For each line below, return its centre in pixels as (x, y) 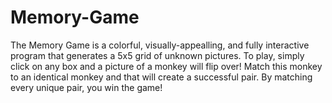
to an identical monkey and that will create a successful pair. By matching (161, 77)
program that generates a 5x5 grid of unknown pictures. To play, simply (157, 55)
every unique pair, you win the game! (86, 87)
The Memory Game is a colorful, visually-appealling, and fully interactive (160, 45)
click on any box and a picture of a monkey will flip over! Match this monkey (166, 66)
